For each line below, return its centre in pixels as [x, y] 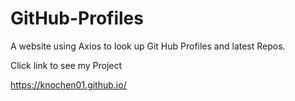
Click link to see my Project [66, 65]
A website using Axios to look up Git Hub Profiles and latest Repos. [148, 46]
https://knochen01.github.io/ [68, 84]
